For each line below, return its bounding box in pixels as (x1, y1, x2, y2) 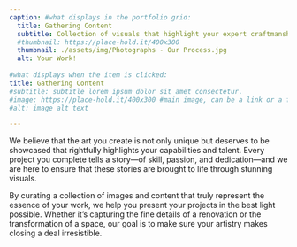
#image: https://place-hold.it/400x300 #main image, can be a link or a (9, 95, 283, 104)
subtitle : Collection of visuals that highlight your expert (17, 29, 247, 38)
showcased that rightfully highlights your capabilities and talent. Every (9, 145, 265, 156)
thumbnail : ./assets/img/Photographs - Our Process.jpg (17, 46, 227, 55)
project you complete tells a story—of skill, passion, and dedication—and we (9, 154, 288, 165)
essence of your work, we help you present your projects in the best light (9, 200, 276, 211)
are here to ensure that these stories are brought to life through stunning (9, 164, 273, 174)
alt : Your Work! (17, 54, 77, 63)
